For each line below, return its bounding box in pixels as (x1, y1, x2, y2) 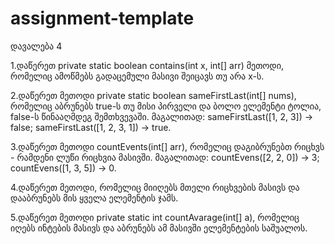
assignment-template (10, 7, 195, 30)
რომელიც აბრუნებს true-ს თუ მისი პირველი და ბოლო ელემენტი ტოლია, (10, 100, 322, 112)
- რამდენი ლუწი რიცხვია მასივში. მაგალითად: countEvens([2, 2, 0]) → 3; (10, 151, 320, 163)
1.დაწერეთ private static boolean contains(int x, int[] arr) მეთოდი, (10, 59, 285, 71)
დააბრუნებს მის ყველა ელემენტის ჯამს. (10, 192, 179, 204)
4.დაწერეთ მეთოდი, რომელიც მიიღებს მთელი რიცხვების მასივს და (10, 181, 300, 193)
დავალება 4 (10, 40, 63, 52)
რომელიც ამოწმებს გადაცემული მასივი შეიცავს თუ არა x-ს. (10, 70, 265, 82)
